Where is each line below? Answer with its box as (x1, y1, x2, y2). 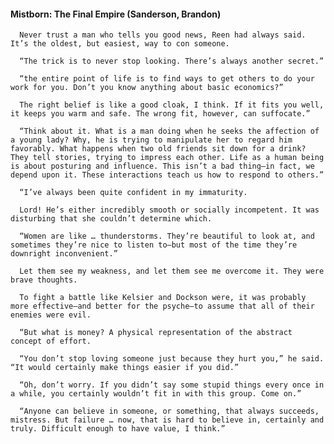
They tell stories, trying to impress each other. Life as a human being (10, 153, 325, 163)
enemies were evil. (10, 310, 92, 320)
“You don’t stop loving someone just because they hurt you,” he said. (19, 354, 325, 364)
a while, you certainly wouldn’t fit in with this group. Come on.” (10, 389, 302, 399)
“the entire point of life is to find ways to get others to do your (19, 74, 315, 84)
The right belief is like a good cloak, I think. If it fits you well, (19, 100, 325, 110)
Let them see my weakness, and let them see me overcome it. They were (19, 266, 325, 277)
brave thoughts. (10, 275, 78, 285)
